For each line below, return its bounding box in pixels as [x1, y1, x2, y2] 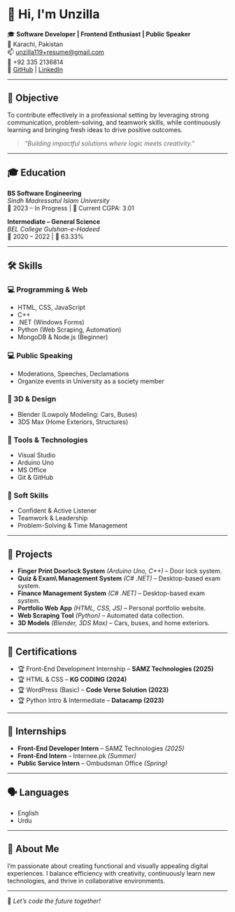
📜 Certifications [7, 646, 78, 657]
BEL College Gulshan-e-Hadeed [7, 225, 100, 233]
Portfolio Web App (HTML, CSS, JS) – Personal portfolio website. [17, 604, 206, 613]
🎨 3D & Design [7, 394, 57, 404]
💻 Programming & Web [7, 285, 88, 294]
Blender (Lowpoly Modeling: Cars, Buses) [17, 410, 138, 418]
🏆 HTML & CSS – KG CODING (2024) [17, 675, 127, 684]
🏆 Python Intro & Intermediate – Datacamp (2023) [17, 696, 164, 705]
